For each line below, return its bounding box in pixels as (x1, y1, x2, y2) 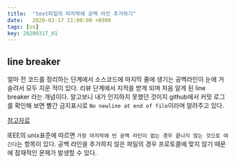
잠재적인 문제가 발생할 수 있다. (14, 148, 98, 157)
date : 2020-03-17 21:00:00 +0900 (7, 17, 112, 24)
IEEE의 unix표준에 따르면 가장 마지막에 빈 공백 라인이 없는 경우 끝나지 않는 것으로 (7, 131, 221, 140)
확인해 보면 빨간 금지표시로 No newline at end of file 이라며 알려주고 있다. (14, 101, 224, 110)
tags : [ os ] (7, 23, 39, 30)
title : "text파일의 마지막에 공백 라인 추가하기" (7, 10, 136, 17)
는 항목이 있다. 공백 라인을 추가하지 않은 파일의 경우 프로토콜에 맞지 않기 (16, 140, 213, 148)
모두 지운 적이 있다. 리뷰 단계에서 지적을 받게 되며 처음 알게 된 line (25, 84, 206, 92)
